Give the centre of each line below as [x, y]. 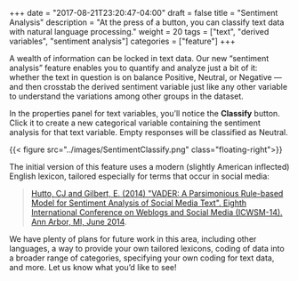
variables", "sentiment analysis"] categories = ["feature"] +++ [122, 41]
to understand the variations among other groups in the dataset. [127, 96]
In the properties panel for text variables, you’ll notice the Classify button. [145, 113]
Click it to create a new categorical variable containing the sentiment [135, 123]
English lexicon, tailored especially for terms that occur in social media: [139, 176]
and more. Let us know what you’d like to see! [93, 267]
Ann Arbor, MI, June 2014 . [79, 222]
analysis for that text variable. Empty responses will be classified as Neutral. [149, 132]
